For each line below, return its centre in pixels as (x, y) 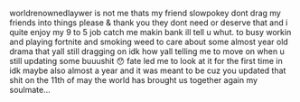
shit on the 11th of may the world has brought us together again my (134, 80)
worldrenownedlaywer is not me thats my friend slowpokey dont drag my (145, 13)
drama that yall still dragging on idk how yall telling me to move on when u (147, 51)
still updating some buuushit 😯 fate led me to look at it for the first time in (146, 61)
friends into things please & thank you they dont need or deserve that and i (149, 23)
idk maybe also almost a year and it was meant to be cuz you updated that (148, 70)
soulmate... (30, 90)
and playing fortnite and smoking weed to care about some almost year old (149, 42)
